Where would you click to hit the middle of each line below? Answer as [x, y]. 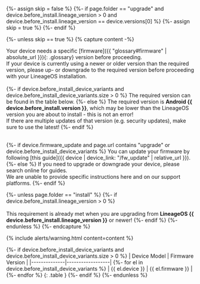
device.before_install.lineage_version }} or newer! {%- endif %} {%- [92, 220]
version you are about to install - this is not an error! [70, 114]
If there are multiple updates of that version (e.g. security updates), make [96, 121]
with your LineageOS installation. [47, 76]
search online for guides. [37, 170]
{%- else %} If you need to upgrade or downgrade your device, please [93, 164]
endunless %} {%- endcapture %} [48, 226]
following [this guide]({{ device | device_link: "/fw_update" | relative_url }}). [99, 158]
